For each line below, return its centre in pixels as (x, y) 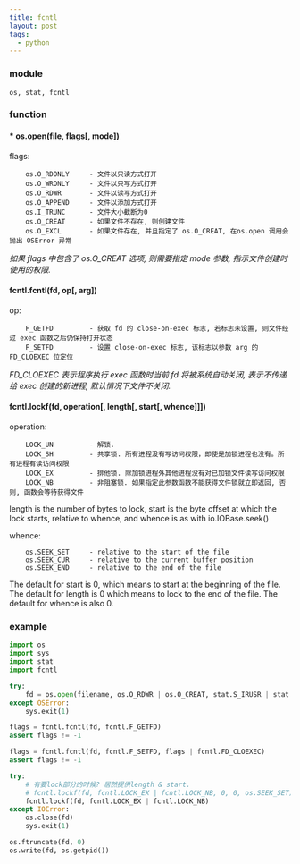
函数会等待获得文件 (54, 493)
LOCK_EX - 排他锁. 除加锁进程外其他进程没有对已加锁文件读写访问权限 (155, 474)
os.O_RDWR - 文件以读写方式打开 (92, 193)
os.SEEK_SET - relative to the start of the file (127, 552)
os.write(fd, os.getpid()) (59, 851)
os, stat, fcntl (39, 92)
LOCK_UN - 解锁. (70, 445)
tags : (19, 34)
